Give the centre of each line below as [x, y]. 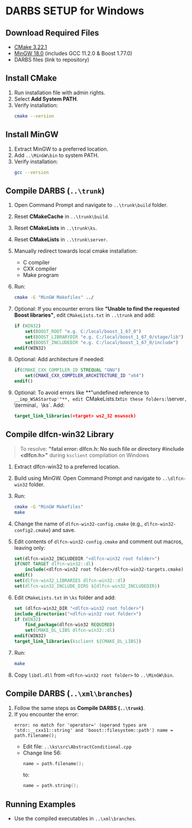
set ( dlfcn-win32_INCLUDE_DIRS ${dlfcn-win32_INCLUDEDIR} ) [87, 586]
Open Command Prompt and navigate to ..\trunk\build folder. [91, 205]
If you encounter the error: [46, 714]
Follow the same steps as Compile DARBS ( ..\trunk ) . [79, 708]
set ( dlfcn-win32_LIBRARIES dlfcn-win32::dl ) [70, 581]
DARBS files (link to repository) [52, 60]
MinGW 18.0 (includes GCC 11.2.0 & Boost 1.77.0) [73, 53]
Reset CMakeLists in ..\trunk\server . [61, 240]
